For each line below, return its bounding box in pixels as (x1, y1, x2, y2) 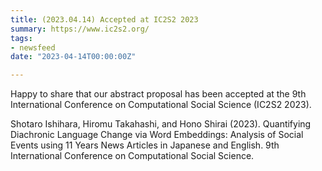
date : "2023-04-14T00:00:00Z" (10, 52, 137, 62)
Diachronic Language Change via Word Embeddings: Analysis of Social (10, 129, 304, 141)
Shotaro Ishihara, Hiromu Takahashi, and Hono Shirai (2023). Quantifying (10, 118, 312, 130)
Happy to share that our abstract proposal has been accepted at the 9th (10, 88, 307, 100)
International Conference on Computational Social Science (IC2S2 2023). (10, 99, 312, 111)
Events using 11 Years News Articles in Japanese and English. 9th (10, 139, 280, 151)
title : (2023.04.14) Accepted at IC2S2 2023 (10, 14, 199, 25)
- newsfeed (10, 42, 56, 53)
